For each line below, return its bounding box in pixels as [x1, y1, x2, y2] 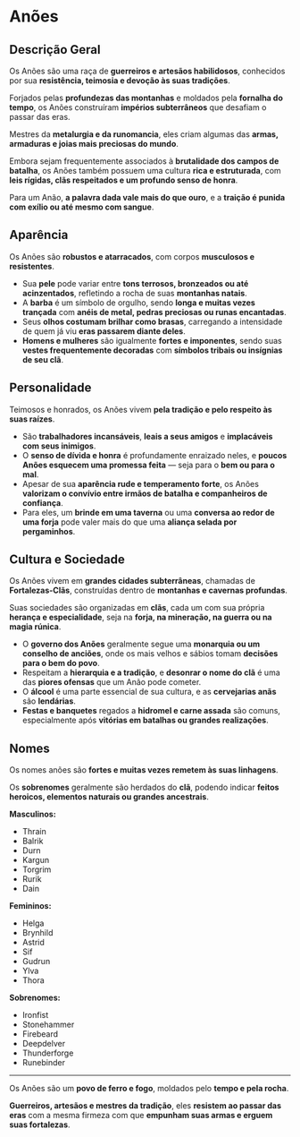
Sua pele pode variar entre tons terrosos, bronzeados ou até [21, 278, 249, 288]
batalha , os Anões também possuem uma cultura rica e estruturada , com [9, 166, 281, 175]
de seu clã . [21, 354, 64, 364]
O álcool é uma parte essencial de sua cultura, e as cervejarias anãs [21, 687, 277, 697]
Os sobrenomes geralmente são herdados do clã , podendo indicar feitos [9, 782, 279, 793]
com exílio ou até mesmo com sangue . [9, 201, 154, 212]
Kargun [21, 855, 50, 866]
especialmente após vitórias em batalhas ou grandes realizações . [21, 714, 270, 726]
